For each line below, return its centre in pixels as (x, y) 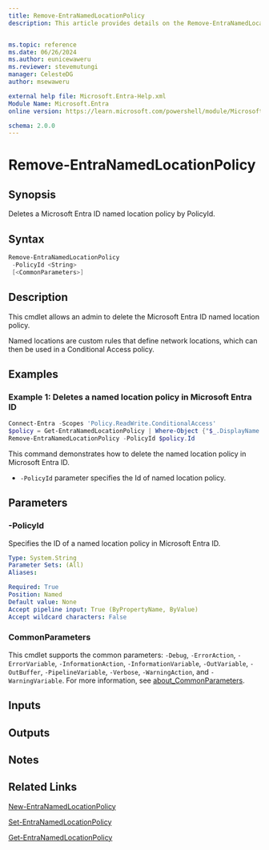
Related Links (43, 787)
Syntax (26, 239)
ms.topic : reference (43, 45)
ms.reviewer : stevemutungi (53, 67)
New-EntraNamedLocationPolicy (62, 806)
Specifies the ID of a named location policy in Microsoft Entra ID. (114, 543)
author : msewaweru (39, 82)
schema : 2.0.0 (32, 126)
